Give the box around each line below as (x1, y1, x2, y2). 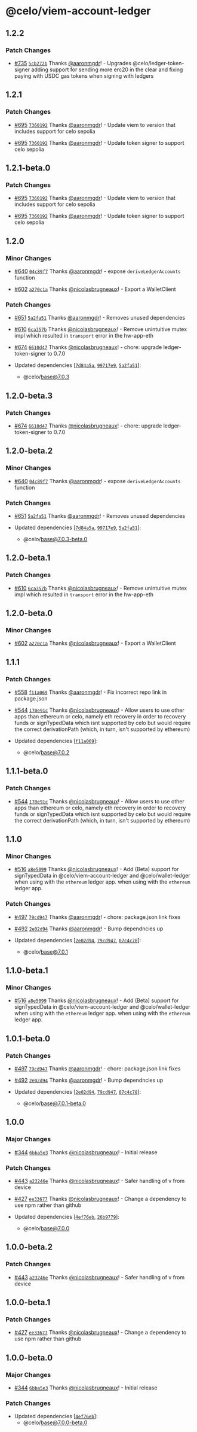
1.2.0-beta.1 (5, 553, 51, 563)
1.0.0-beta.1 (5, 1297, 51, 1307)
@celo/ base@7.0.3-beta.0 (23, 535, 88, 542)
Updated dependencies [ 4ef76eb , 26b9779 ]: (14, 1213, 120, 1220)
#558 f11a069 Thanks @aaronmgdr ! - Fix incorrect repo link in (14, 688, 167, 696)
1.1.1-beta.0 (5, 766, 48, 776)
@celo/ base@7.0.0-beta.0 (23, 1419, 88, 1426)
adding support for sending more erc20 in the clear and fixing (31, 66, 183, 73)
